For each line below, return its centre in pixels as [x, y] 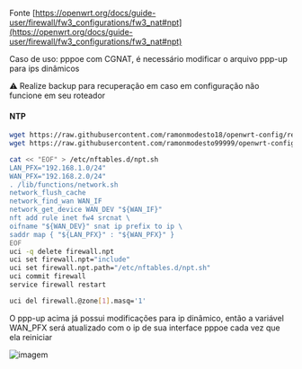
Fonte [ [22, 13]
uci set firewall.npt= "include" [70, 259]
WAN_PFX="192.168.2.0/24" [58, 176]
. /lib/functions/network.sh [64, 184]
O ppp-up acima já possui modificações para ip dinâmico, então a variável [147, 318]
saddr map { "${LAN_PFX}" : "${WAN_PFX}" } [92, 234]
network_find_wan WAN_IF [56, 201]
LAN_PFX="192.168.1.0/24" [58, 168]
